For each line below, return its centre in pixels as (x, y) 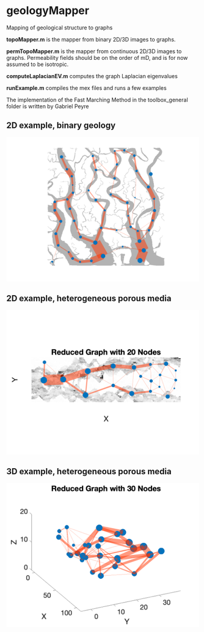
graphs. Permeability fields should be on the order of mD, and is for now (97, 57)
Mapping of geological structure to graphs (60, 28)
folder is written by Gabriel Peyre (48, 106)
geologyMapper (48, 11)
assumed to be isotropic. (38, 64)
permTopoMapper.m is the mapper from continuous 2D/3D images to (94, 51)
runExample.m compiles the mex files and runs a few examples (86, 88)
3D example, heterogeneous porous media (89, 471)
